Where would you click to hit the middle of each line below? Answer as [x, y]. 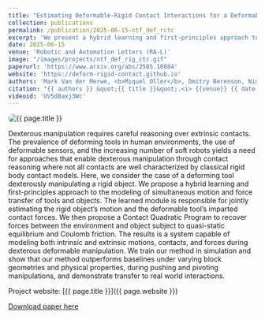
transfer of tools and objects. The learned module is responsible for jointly [129, 201]
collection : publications [50, 23]
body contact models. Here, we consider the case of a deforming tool [121, 176]
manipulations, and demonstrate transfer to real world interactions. [117, 276]
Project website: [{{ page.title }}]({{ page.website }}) [93, 291]
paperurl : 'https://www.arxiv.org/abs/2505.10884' [93, 67]
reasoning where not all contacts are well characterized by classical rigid [127, 167]
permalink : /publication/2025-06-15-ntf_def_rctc [91, 30]
